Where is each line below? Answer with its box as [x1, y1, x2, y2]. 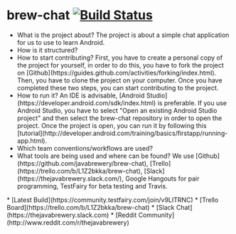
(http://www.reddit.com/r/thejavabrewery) [6, 218, 129, 227]
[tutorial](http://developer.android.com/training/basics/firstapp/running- [16, 129, 228, 137]
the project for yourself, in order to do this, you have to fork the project [16, 60, 225, 69]
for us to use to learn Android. [16, 38, 105, 46]
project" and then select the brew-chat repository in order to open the [16, 114, 222, 122]
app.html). [16, 136, 48, 145]
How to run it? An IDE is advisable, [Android [16, 91, 145, 100]
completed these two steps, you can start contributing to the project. [16, 83, 219, 92]
